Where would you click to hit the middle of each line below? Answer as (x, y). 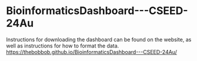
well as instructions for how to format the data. (63, 46)
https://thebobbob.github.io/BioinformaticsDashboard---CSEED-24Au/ (92, 52)
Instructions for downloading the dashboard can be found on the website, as (99, 39)
